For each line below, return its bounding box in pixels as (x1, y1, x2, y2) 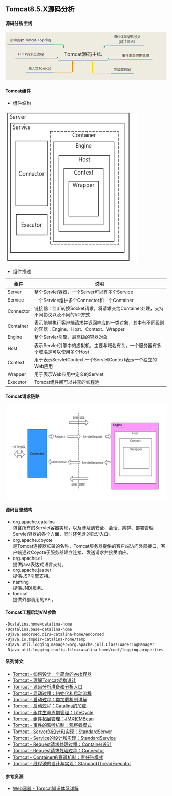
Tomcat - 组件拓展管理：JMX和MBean (12, 716, 94, 722)
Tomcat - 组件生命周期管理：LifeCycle (12, 709, 94, 715)
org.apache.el (12, 555, 42, 561)
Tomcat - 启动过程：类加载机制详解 (12, 697, 88, 702)
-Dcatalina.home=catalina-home (5, 621, 72, 627)
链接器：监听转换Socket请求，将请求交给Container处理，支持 (34, 305, 164, 311)
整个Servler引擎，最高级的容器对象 (34, 334, 108, 340)
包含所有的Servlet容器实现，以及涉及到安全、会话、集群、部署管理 (12, 524, 154, 531)
